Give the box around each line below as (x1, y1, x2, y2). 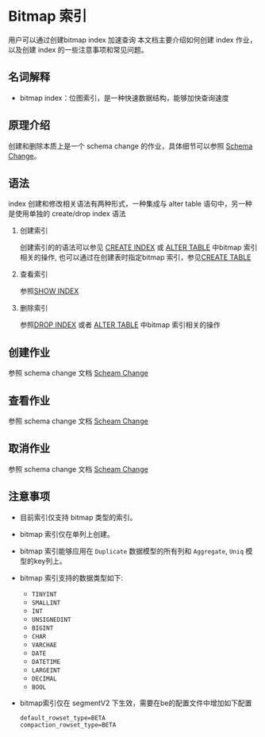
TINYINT (31, 590, 57, 598)
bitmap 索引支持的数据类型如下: (19, 573, 124, 582)
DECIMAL (31, 674, 57, 683)
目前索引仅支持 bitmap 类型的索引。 (19, 512, 137, 522)
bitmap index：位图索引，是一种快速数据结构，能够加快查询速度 (19, 93, 229, 102)
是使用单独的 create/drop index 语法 (8, 209, 126, 218)
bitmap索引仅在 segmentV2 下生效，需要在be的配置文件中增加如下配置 (19, 698, 252, 708)
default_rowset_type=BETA (19, 714, 106, 722)
